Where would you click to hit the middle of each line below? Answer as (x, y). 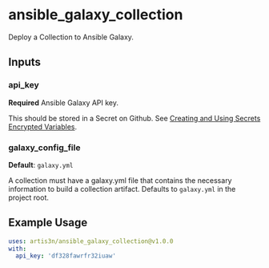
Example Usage (48, 223)
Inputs (25, 62)
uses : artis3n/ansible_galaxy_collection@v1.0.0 (91, 241)
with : (17, 249)
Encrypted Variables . (43, 127)
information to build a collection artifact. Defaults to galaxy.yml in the (122, 189)
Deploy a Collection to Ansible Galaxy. (71, 37)
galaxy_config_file (44, 148)
